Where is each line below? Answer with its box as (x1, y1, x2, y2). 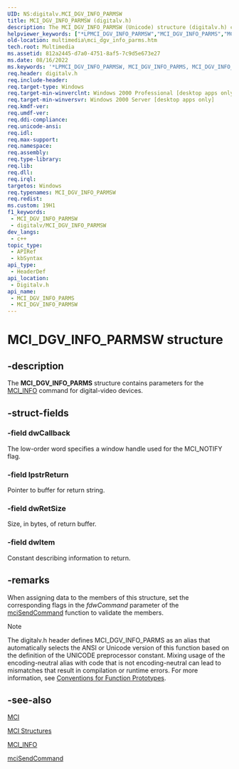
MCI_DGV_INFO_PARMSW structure (7, 332, 223, 348)
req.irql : (7, 176, 37, 183)
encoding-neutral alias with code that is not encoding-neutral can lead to (7, 658, 222, 667)
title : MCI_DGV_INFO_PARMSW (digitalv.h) (7, 17, 132, 24)
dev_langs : (7, 228, 40, 235)
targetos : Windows (7, 182, 62, 189)
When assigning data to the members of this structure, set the (7, 593, 189, 601)
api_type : (7, 262, 37, 269)
